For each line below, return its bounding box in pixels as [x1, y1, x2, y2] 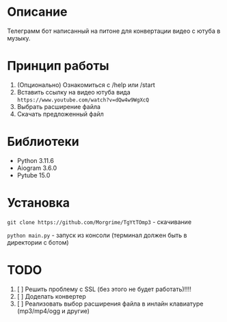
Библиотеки [7, 134, 80, 149]
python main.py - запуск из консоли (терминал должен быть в [7, 231, 187, 239]
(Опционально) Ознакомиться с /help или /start [16, 80, 155, 89]
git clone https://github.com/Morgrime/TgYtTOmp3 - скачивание [7, 217, 192, 226]
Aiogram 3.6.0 [16, 164, 57, 172]
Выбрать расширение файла [16, 102, 101, 110]
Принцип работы [7, 58, 109, 74]
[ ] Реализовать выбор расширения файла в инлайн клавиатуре [16, 299, 204, 308]
